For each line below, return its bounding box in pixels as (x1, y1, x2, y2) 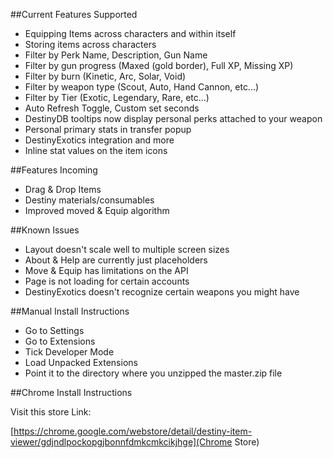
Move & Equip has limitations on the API (24, 265, 189, 276)
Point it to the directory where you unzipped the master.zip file (24, 367, 283, 379)
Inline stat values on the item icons (24, 145, 168, 156)
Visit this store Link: (10, 406, 92, 418)
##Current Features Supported (10, 9, 138, 20)
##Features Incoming (10, 164, 98, 176)
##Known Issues (10, 224, 80, 236)
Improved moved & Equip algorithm (24, 205, 170, 216)
